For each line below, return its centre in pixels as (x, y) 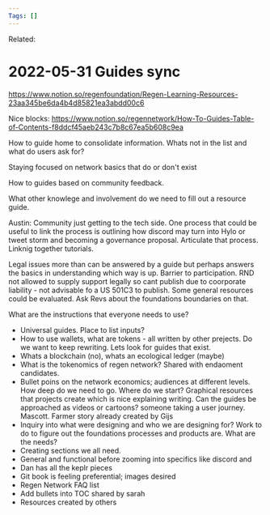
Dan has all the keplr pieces (66, 467)
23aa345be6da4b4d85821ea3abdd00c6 (76, 103)
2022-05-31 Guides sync (95, 72)
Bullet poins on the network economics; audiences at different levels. (135, 381)
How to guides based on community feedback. (86, 182)
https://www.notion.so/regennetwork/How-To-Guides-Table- (153, 118)
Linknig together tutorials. (51, 249)
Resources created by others (68, 502)
